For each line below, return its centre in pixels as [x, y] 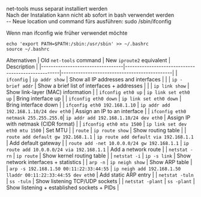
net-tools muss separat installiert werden [57, 9]
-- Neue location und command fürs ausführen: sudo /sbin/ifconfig [89, 21]
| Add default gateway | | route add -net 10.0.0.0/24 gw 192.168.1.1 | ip [97, 143]
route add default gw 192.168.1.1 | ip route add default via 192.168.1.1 [100, 137]
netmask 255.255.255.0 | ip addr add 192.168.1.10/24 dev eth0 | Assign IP [98, 117]
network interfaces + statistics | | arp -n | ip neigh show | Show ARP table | [99, 162]
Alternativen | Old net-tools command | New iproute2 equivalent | [88, 60]
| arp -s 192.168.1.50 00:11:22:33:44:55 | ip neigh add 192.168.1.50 [94, 168]
